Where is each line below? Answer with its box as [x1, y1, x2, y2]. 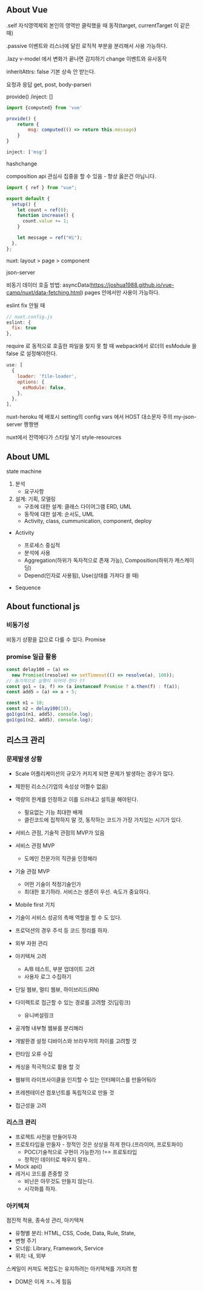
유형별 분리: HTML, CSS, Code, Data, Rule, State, [15, 1230, 136, 1237]
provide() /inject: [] [6, 93, 53, 100]
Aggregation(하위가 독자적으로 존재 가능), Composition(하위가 [24, 557, 174, 564]
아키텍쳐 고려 [15, 952, 47, 959]
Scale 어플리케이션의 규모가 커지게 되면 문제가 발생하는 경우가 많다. [15, 770, 175, 777]
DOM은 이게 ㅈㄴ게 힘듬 [15, 1278, 72, 1286]
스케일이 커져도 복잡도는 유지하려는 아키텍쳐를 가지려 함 [6, 1265, 138, 1272]
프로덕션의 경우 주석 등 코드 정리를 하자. [15, 927, 109, 934]
